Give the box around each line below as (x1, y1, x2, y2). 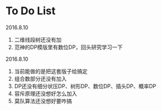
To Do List (5, 4, 56, 18)
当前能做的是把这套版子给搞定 (14, 67, 88, 75)
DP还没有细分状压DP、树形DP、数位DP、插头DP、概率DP (14, 82, 157, 90)
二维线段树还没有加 (14, 36, 62, 43)
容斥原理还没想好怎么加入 (14, 90, 77, 97)
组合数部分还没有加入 (14, 75, 67, 82)
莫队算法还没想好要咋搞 (14, 97, 72, 105)
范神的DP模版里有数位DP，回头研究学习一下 (14, 43, 123, 51)
